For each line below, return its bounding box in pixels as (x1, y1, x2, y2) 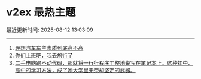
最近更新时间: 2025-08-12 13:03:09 (6, 26, 94, 33)
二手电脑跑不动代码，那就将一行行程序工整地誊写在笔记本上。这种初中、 (14, 59, 193, 66)
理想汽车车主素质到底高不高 (14, 44, 84, 51)
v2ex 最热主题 (6, 5, 76, 19)
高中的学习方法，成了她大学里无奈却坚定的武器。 (14, 67, 136, 74)
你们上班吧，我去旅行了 (14, 52, 73, 59)
